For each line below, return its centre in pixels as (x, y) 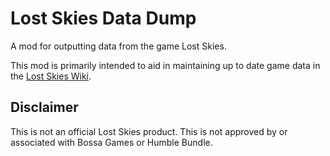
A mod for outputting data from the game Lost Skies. (118, 46)
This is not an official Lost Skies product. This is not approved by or (149, 131)
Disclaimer (44, 107)
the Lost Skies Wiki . (51, 76)
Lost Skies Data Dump (103, 18)
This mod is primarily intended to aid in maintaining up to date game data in (165, 65)
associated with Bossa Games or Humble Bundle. (111, 142)
